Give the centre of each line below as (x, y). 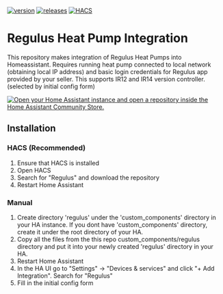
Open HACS (34, 170)
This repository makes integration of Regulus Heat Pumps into (94, 57)
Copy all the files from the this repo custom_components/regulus (108, 239)
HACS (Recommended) (47, 148)
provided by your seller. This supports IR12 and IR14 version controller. (106, 79)
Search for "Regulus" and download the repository (88, 177)
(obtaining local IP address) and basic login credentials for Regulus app (107, 71)
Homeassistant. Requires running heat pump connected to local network (109, 64)
